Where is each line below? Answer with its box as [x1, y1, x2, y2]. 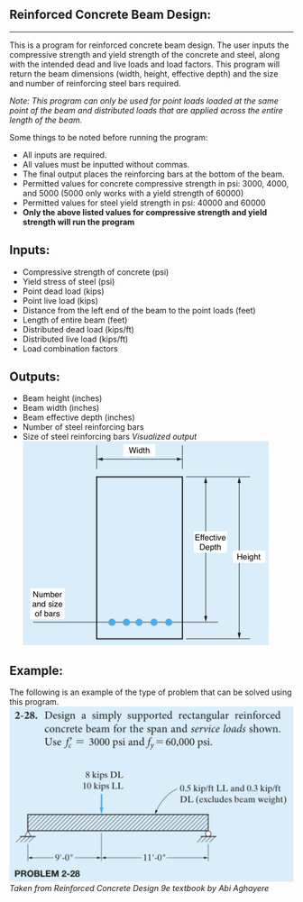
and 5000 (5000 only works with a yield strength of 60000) [22, 187, 244, 198]
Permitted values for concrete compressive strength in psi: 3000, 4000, [22, 178, 289, 188]
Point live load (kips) [22, 295, 99, 305]
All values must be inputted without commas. [22, 159, 190, 169]
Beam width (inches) [22, 403, 100, 414]
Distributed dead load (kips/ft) [22, 323, 135, 334]
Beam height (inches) [22, 393, 103, 404]
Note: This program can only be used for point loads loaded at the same [9, 95, 280, 106]
